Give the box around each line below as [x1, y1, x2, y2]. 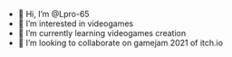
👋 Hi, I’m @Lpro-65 [17, 9, 90, 19]
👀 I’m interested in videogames [17, 18, 134, 29]
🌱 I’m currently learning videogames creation [17, 28, 187, 38]
